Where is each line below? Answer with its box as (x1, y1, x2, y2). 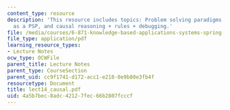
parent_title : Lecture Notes (7, 61, 90, 68)
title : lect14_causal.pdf (7, 86, 81, 93)
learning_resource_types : (7, 42, 81, 49)
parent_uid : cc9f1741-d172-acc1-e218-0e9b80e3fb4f (7, 73, 155, 81)
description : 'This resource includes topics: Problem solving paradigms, (7, 16, 225, 23)
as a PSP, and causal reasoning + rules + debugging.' (13, 23, 173, 29)
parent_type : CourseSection (7, 67, 88, 74)
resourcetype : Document (7, 80, 75, 87)
